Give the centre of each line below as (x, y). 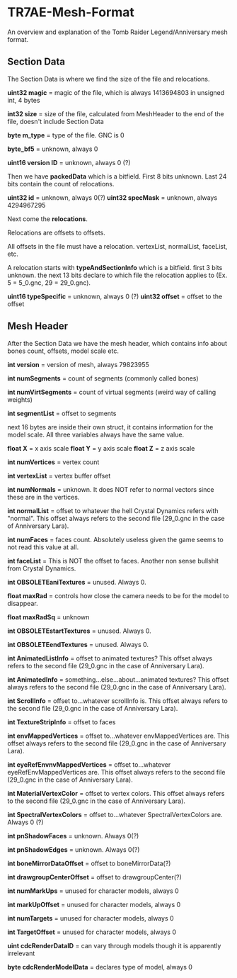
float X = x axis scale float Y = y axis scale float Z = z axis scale (101, 448)
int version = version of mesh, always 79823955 (79, 364)
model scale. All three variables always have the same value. (96, 434)
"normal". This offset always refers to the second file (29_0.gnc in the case (116, 518)
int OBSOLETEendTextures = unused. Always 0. (78, 644)
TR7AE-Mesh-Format (71, 12)
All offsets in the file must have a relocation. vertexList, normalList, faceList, (117, 246)
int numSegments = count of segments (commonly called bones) (103, 378)
